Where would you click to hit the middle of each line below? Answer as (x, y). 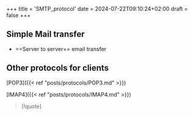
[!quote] (31, 106)
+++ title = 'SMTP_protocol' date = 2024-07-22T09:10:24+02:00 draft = (97, 9)
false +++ (19, 15)
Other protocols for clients (58, 68)
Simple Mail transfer (46, 34)
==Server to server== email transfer (61, 49)
